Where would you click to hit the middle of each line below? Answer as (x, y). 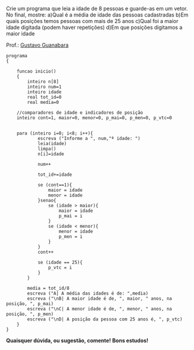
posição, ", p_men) (30, 314)
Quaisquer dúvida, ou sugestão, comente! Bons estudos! (77, 341)
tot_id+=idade (55, 175)
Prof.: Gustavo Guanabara (37, 45)
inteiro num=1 (44, 87)
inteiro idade (44, 92)
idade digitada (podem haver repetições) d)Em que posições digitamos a (94, 27)
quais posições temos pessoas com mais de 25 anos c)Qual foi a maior (92, 21)
